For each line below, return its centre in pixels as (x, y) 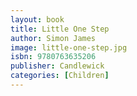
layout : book (37, 19)
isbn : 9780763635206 (53, 57)
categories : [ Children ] (60, 76)
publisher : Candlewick (57, 66)
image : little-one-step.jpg (69, 47)
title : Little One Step (60, 29)
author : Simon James (53, 38)
